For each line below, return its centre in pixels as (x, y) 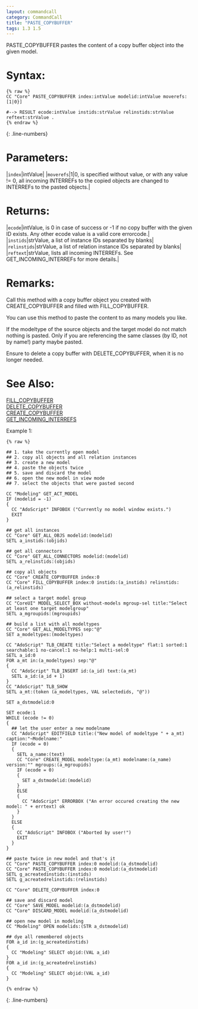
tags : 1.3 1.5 (24, 28)
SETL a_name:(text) (41, 754)
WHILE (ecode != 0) (30, 718)
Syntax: (26, 76)
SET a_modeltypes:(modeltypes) (45, 634)
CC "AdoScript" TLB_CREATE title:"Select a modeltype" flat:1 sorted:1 (97, 645)
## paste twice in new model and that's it (61, 858)
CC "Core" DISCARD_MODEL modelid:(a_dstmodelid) (67, 911)
